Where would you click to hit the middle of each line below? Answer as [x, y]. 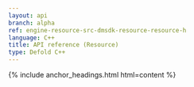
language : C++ [32, 38]
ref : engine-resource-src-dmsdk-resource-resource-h [97, 30]
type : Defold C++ [37, 52]
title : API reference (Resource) [64, 45]
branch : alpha [32, 23]
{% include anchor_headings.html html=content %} [92, 75]
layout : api [28, 15]
